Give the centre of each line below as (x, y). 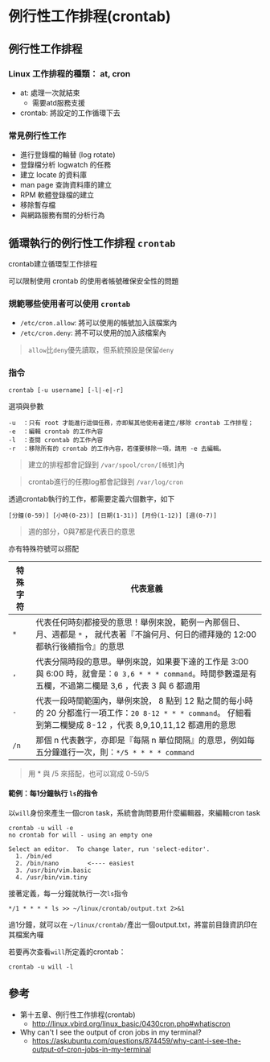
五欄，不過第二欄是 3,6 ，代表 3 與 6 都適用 (118, 685)
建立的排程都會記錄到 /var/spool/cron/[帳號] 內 (106, 465)
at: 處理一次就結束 (50, 93)
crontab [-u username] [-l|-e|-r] (66, 390)
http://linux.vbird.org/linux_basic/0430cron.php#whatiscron (131, 1023)
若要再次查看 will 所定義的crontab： (67, 952)
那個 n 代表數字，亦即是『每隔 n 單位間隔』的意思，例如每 (145, 740)
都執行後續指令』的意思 (80, 647)
